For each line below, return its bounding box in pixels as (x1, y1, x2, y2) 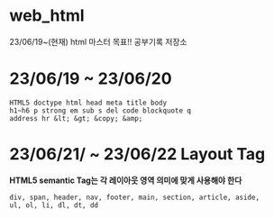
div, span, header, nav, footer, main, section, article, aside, (9, 193, 260, 202)
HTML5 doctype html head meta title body (9, 98, 168, 107)
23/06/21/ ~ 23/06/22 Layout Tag (9, 144, 266, 165)
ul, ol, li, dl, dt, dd (9, 200, 99, 210)
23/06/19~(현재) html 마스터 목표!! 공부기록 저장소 (9, 36, 187, 47)
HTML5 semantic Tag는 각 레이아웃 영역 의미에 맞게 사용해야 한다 (9, 175, 242, 186)
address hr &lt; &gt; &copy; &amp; (9, 114, 143, 123)
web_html (9, 5, 85, 26)
